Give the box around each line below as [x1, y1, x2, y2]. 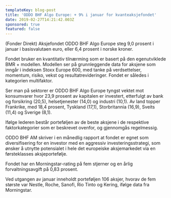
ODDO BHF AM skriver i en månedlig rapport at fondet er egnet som [5, 135, 149, 141]
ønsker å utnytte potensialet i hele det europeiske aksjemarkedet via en [5, 145, 156, 151]
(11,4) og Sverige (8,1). [5, 109, 52, 116]
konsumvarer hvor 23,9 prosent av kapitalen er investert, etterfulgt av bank [5, 93, 164, 99]
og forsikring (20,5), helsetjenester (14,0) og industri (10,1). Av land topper [5, 98, 160, 105]
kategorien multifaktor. [5, 78, 53, 84]
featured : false [5, 27, 40, 32]
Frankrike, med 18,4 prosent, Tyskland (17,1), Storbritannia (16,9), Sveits [5, 104, 155, 110]
